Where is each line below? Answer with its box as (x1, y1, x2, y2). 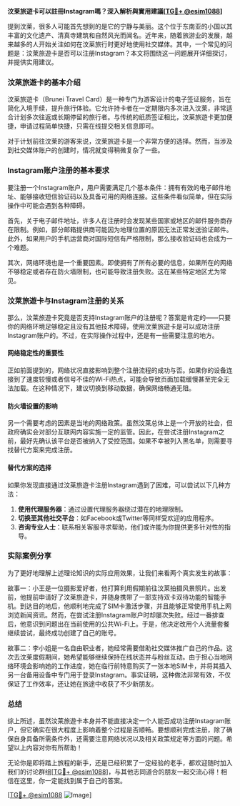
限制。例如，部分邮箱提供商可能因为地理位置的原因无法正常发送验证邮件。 (13, 225, 233, 234)
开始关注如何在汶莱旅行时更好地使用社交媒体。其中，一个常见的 (38, 40, 226, 49)
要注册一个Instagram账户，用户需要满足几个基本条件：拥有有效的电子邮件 (7, 183, 225, 191)
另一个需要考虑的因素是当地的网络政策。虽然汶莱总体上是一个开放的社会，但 (7, 419, 233, 427)
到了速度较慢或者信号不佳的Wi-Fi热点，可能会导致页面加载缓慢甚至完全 (13, 375, 224, 384)
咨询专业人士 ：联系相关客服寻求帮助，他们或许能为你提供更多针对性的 (17, 522, 225, 531)
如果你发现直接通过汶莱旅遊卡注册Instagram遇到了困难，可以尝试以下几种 (7, 480, 225, 489)
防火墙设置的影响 (7, 402, 58, 410)
